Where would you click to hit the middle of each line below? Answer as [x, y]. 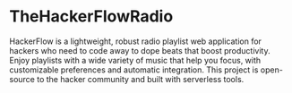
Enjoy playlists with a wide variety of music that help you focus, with [135, 60]
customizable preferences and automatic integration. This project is [134, 70]
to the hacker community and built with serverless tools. [141, 79]
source [22, 79]
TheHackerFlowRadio [91, 17]
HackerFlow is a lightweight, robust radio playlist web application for [136, 41]
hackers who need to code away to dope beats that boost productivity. [140, 50]
